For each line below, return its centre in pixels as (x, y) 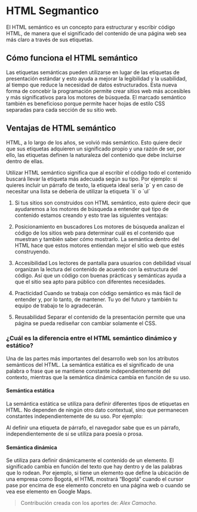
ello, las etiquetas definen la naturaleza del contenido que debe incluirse (94, 155)
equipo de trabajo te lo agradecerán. (59, 305)
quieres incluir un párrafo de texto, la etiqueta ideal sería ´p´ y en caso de (95, 185)
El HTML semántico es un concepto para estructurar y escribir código (91, 27)
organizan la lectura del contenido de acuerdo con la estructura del (96, 269)
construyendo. (32, 252)
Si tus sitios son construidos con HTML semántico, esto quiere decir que (103, 203)
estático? (20, 346)
